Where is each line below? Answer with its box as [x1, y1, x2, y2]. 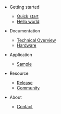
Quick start [16, 14, 39, 19]
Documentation [9, 28, 40, 33]
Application [9, 52, 33, 57]
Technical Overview [16, 37, 56, 43]
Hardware [16, 43, 37, 48]
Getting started [9, 4, 40, 10]
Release [16, 80, 33, 85]
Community [16, 85, 40, 91]
